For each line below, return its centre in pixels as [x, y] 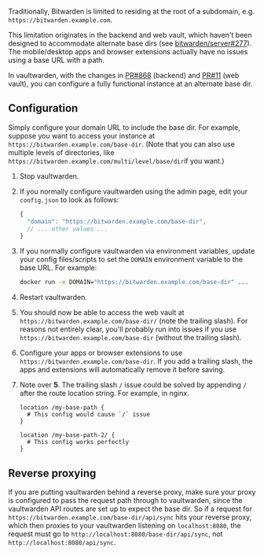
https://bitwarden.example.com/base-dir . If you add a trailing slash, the [136, 361]
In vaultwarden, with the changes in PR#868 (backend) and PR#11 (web [124, 75]
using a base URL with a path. [56, 60]
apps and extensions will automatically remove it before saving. [122, 370]
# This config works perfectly [78, 442]
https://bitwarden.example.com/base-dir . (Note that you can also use [122, 144]
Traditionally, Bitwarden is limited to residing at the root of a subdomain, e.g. [132, 11]
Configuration [43, 108]
